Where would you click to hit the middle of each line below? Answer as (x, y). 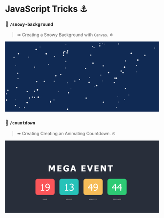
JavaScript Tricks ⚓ (46, 9)
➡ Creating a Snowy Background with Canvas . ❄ (65, 35)
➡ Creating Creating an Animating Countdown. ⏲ (66, 133)
